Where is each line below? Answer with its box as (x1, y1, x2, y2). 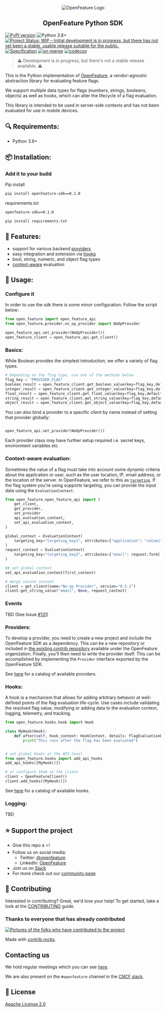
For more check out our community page (12, 870, 96, 877)
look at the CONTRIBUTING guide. (5, 903, 75, 909)
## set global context (5, 565, 52, 570)
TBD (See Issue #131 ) (5, 611, 48, 617)
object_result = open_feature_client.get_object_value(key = (5, 400, 132, 405)
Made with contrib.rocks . (5, 937, 56, 943)
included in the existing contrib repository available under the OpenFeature (5, 645, 158, 651)
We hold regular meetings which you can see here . (5, 964, 109, 970)
